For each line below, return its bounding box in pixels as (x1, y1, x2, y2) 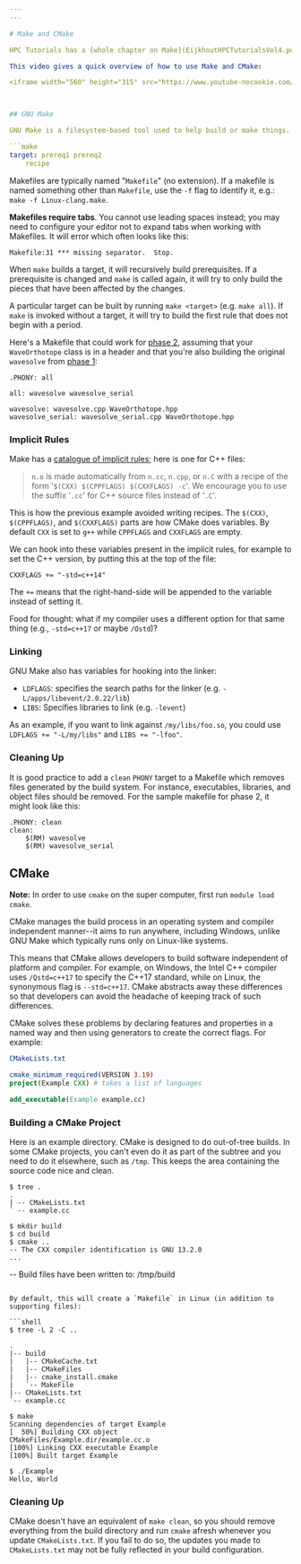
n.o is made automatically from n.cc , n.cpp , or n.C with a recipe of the (30, 470, 288, 481)
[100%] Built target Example (9, 1451, 118, 1461)
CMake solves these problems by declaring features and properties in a (9, 1018, 273, 1028)
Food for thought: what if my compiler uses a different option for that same (9, 613, 285, 624)
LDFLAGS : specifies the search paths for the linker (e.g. (21, 683, 221, 694)
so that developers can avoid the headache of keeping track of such (9, 991, 262, 1001)
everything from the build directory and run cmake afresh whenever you (9, 1525, 271, 1536)
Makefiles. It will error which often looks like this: (9, 231, 190, 241)
